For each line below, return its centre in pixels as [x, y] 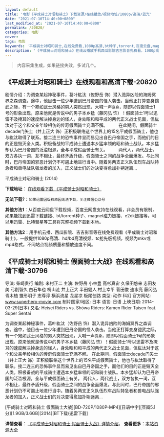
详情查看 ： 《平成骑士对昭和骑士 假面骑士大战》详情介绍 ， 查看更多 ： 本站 [80, 424]
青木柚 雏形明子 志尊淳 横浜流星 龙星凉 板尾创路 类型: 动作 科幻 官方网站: [78, 296]
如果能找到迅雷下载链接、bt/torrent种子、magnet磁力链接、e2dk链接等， [79, 216]
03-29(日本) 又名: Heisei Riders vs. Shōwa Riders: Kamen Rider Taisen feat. [81, 308]
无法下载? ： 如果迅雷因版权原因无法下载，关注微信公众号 [55, 199]
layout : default [21, 10]
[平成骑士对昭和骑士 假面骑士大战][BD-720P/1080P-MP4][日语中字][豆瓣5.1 [80, 407]
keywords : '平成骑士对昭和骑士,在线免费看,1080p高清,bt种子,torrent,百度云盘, [79, 46]
